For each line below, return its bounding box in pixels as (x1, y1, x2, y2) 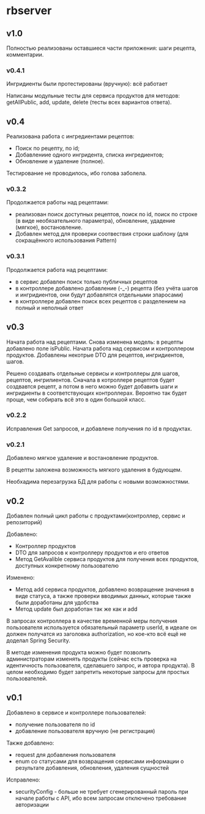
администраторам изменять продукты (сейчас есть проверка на (6, 655, 177, 662)
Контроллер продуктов (15, 542, 76, 549)
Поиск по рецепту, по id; (15, 145, 80, 152)
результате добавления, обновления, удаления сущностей (15, 764, 170, 771)
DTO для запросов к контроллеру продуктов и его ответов (15, 549, 170, 556)
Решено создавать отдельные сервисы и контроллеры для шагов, (6, 370, 181, 377)
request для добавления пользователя (15, 751, 116, 758)
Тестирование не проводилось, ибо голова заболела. (6, 169, 147, 177)
